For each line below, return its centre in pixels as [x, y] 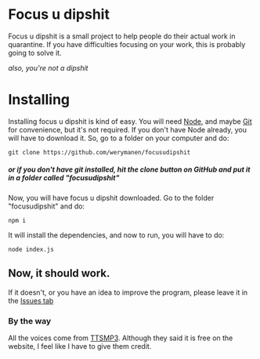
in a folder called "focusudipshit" [64, 178]
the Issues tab [31, 300]
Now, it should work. [59, 273]
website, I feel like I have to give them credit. [80, 346]
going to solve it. [35, 53]
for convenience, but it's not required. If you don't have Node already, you [127, 129]
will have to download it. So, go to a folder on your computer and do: [119, 138]
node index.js [31, 249]
